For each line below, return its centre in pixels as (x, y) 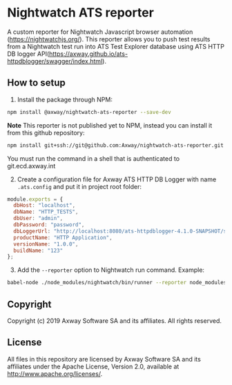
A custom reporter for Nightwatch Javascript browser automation (100, 32)
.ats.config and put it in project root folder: (79, 186)
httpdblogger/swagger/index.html (55, 61)
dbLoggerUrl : (32, 231)
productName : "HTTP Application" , (63, 237)
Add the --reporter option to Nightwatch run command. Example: (111, 270)
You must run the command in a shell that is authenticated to (94, 158)
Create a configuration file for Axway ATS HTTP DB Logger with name (117, 179)
